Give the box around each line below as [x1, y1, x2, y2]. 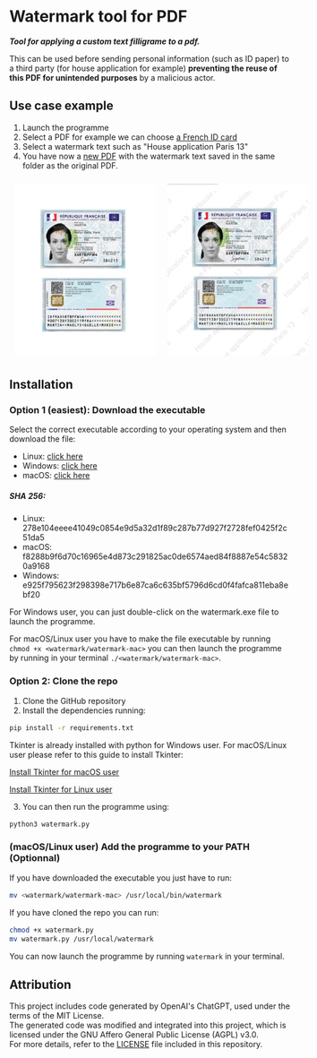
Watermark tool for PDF [9, 6, 188, 27]
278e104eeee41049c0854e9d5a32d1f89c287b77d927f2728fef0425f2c [21, 522, 288, 534]
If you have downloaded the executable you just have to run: [9, 872, 233, 883]
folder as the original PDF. [21, 159, 118, 171]
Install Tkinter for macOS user [9, 766, 120, 777]
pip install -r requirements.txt [9, 723, 134, 732]
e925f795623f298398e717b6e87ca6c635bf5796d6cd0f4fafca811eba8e [21, 580, 289, 590]
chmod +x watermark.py [9, 925, 94, 934]
